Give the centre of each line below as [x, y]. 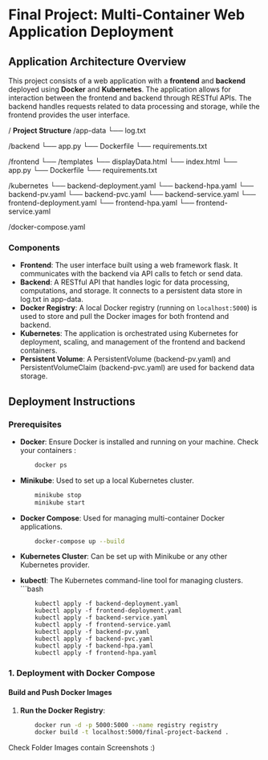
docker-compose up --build [80, 541]
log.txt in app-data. [52, 300]
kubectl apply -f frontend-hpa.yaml [96, 653]
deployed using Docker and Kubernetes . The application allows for [120, 89]
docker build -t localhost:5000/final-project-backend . [132, 733]
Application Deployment [91, 32]
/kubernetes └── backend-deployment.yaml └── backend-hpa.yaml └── [131, 186]
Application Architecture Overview [97, 61]
